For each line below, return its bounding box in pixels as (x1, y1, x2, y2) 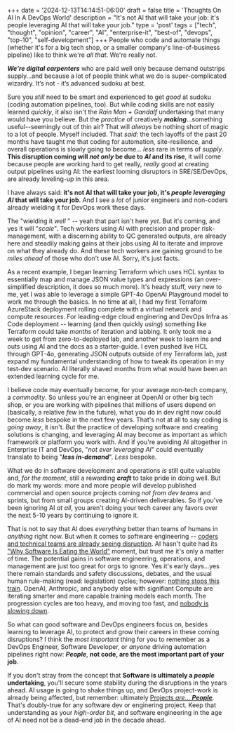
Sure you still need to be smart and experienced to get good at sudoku (7, 93, 212, 101)
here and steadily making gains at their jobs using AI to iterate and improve (7, 239, 223, 248)
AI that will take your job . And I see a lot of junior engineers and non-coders (7, 196, 228, 204)
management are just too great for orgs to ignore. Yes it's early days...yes (7, 562, 220, 570)
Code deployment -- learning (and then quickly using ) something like (7, 320, 207, 328)
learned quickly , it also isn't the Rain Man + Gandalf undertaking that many (7, 108, 224, 116)
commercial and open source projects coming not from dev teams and (7, 489, 211, 497)
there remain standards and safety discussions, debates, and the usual (7, 570, 213, 577)
